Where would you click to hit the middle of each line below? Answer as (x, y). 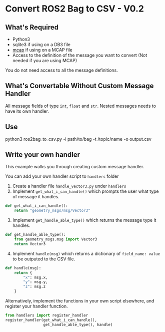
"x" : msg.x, (36, 277)
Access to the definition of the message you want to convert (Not (80, 55)
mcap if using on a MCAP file (42, 50)
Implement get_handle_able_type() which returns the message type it (84, 220)
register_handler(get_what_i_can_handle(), (51, 320)
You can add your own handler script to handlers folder (62, 176)
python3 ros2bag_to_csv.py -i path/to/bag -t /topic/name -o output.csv (78, 139)
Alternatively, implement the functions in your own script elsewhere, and (80, 301)
